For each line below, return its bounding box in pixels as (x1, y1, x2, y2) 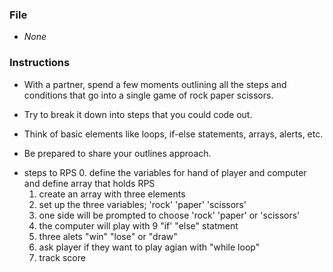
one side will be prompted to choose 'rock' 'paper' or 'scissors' (38, 209, 301, 221)
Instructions (9, 56, 71, 70)
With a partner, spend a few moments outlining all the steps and (23, 78, 287, 90)
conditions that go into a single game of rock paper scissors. (23, 89, 274, 101)
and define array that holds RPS (23, 177, 156, 189)
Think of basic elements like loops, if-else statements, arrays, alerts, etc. (23, 128, 324, 140)
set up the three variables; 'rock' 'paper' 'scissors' (38, 198, 247, 210)
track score (38, 251, 86, 263)
